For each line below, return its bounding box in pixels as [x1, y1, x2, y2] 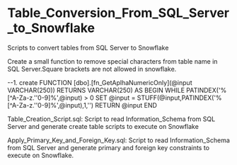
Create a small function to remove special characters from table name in [7, 57, 218, 65]
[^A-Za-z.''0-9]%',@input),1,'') [7, 101, 94, 109]
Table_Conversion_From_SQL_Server [7, 5, 230, 21]
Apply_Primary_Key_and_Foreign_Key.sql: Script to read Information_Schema [7, 136, 230, 144]
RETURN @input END [95, 101, 158, 109]
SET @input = [95, 93, 136, 102]
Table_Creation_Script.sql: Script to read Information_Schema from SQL [7, 115, 216, 123]
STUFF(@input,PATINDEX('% [137, 93, 222, 102]
